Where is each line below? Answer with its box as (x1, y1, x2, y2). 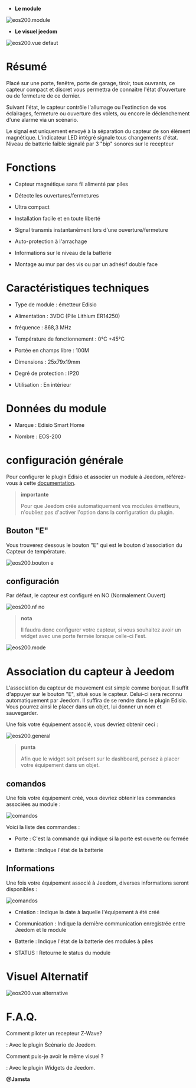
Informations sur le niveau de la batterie (14, 249, 112, 256)
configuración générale (6, 454, 124, 467)
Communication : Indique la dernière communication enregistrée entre (14, 919, 186, 927)
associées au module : (6, 801, 61, 808)
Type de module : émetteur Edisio (14, 301, 97, 308)
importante (20, 491, 49, 498)
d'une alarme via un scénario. (6, 116, 79, 123)
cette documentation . (23, 479, 76, 487)
